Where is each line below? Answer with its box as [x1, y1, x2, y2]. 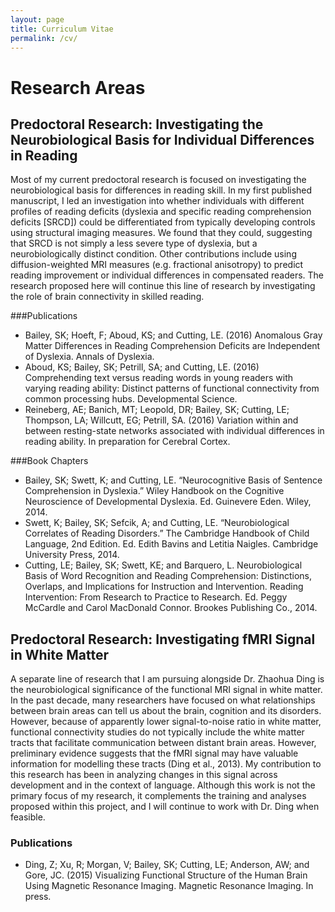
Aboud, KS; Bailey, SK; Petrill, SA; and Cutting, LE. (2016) [24, 361, 260, 373]
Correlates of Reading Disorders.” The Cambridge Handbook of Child [24, 527, 310, 540]
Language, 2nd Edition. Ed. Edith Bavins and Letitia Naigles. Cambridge [24, 538, 319, 550]
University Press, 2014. [24, 549, 120, 561]
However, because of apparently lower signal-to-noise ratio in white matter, [10, 716, 322, 728]
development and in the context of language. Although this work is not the [10, 779, 316, 791]
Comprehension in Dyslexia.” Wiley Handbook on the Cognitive [24, 485, 285, 497]
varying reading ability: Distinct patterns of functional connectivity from [24, 382, 320, 395]
